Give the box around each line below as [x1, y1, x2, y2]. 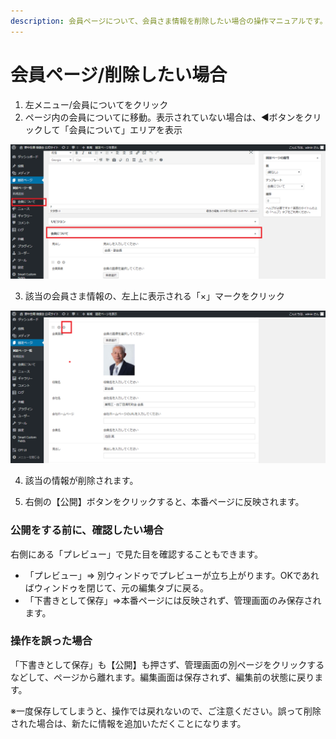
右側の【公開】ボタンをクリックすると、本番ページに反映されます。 [24, 496, 305, 508]
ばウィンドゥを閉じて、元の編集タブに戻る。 [24, 581, 210, 594]
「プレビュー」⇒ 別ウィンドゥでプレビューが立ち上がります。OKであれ [24, 569, 320, 581]
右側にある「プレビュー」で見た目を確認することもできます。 [10, 548, 264, 560]
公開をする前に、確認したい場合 [10, 523, 164, 537]
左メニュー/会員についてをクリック [24, 98, 169, 110]
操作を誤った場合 [10, 634, 93, 648]
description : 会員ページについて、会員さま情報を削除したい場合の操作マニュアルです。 [10, 16, 328, 26]
